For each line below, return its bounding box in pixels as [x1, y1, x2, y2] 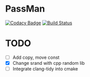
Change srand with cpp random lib [12, 60, 85, 66]
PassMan [5, 3, 46, 15]
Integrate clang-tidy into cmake [12, 66, 78, 71]
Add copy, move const [12, 54, 60, 60]
